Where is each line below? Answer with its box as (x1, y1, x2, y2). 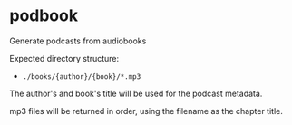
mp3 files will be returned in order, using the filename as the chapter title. (9, 105, 283, 116)
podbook (9, 5, 79, 26)
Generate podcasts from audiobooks (9, 35, 147, 46)
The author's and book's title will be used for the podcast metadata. (9, 88, 263, 99)
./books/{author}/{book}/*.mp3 (22, 72, 141, 82)
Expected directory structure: (9, 53, 120, 63)
